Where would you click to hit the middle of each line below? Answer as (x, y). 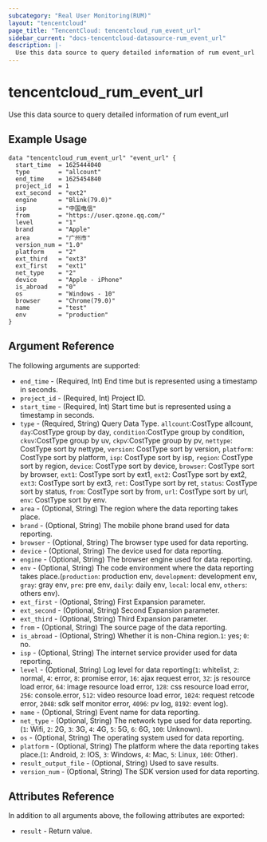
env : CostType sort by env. (63, 499)
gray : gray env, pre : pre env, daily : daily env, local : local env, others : (133, 585)
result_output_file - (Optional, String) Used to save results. (119, 763)
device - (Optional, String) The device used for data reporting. (121, 550)
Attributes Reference (61, 796)
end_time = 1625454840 (59, 179)
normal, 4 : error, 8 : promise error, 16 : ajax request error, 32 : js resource (135, 678)
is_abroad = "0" (46, 287)
